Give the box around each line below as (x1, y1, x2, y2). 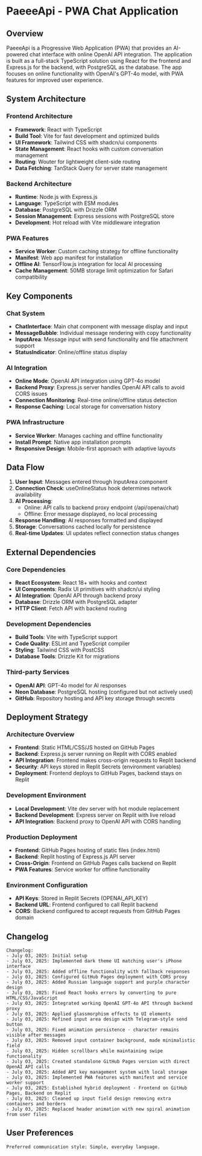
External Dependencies (6, 547, 96, 557)
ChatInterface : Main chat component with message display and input (14, 322, 188, 330)
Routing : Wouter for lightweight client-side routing (14, 158, 140, 165)
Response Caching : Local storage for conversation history (14, 403, 162, 411)
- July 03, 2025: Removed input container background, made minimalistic (6, 1037, 196, 1044)
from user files (6, 1111, 47, 1118)
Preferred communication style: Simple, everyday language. (6, 1144, 161, 1150)
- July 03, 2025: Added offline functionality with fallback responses (6, 969, 190, 975)
